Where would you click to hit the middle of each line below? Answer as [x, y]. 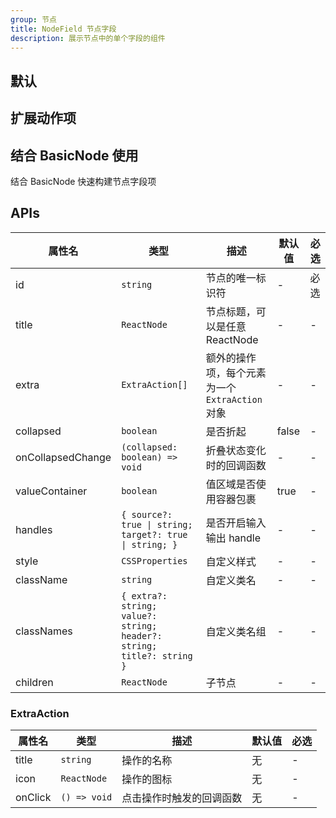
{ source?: [147, 514]
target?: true [154, 534]
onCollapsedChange [63, 457]
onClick [33, 798]
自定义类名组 [236, 631]
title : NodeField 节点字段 [63, 29]
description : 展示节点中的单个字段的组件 [88, 38]
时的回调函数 [236, 465]
